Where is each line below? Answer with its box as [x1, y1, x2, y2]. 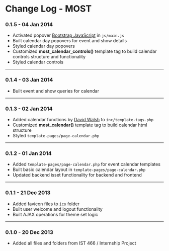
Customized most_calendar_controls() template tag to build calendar [12, 48, 157, 54]
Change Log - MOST [5, 3, 92, 15]
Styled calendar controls [12, 59, 64, 65]
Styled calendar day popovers [12, 43, 75, 49]
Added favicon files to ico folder [12, 201, 79, 207]
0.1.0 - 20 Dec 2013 [5, 228, 54, 235]
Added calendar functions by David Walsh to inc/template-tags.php [12, 117, 154, 123]
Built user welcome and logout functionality [12, 206, 103, 212]
